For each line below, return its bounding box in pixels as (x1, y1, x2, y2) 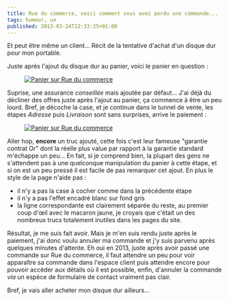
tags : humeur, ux (7, 16, 57, 23)
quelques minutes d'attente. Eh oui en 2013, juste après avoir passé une (7, 244, 210, 252)
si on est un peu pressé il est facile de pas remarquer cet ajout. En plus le (7, 166, 214, 175)
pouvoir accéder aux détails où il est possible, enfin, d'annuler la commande (7, 265, 222, 274)
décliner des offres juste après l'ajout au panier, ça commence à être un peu (7, 96, 222, 104)
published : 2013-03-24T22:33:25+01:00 (7, 23, 118, 29)
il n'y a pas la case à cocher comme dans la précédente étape (16, 186, 193, 195)
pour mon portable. (7, 49, 62, 57)
